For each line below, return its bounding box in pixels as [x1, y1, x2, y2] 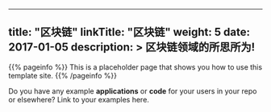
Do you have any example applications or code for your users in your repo [8, 86, 257, 96]
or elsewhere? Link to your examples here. [8, 94, 149, 104]
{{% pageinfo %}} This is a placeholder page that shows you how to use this [8, 62, 263, 72]
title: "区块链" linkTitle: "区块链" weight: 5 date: [8, 26, 250, 39]
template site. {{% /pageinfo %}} [8, 70, 118, 80]
